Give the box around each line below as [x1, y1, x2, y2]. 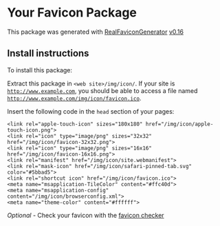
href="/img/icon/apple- [145, 121, 214, 127]
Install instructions [7, 48, 89, 59]
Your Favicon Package [7, 5, 137, 21]
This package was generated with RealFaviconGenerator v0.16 [7, 28, 184, 36]
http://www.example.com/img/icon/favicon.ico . [7, 94, 142, 102]
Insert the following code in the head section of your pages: [7, 107, 175, 115]
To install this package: [7, 65, 73, 74]
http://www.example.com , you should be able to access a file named [7, 86, 198, 94]
